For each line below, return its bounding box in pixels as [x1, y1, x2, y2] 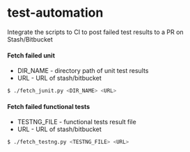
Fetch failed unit [7, 51, 56, 60]
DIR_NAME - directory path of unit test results [17, 67, 149, 75]
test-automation [7, 5, 104, 21]
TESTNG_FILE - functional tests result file [17, 118, 137, 126]
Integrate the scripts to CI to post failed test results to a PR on [7, 28, 184, 36]
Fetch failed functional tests [7, 102, 90, 110]
